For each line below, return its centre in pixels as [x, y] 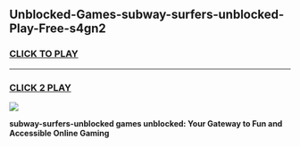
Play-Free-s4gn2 [58, 29]
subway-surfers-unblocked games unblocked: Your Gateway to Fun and [146, 123]
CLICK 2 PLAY [40, 87]
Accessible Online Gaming [59, 133]
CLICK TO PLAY [44, 54]
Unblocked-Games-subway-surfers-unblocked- [147, 15]
